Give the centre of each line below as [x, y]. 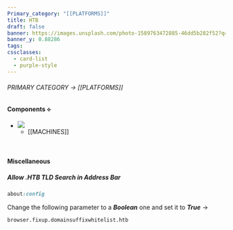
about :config [26, 194]
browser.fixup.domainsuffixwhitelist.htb [68, 220]
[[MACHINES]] [48, 132]
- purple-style [35, 65]
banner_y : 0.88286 [34, 40]
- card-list [31, 59]
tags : [15, 46]
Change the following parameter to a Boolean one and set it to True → [108, 207]
